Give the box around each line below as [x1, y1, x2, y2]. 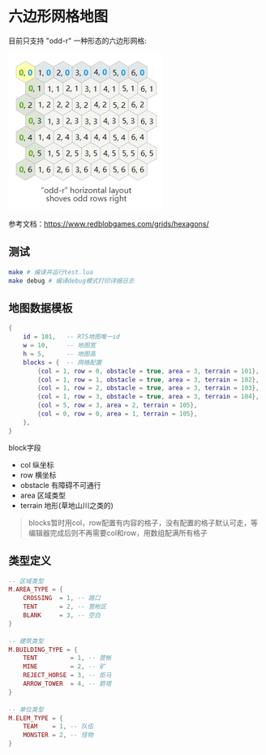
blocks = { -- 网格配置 [23, 358, 102, 366]
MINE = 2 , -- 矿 [23, 662, 105, 671]
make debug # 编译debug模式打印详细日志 [8, 277, 135, 285]
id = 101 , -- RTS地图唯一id [23, 333, 120, 341]
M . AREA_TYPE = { [8, 585, 63, 593]
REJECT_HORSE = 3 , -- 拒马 [23, 671, 112, 679]
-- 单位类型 [8, 705, 45, 714]
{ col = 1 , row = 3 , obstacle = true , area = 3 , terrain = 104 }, [37, 393, 260, 401]
